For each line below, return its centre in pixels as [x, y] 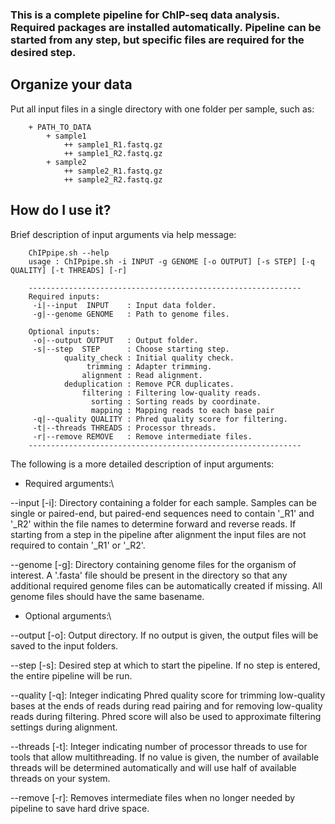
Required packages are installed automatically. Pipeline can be [166, 27]
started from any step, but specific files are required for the [157, 40]
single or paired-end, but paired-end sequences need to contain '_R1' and [162, 513]
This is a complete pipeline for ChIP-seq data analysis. [145, 15]
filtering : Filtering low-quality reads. [171, 393]
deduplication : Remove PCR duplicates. [149, 384]
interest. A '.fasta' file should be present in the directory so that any [149, 575]
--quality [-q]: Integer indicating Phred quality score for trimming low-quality [168, 695]
